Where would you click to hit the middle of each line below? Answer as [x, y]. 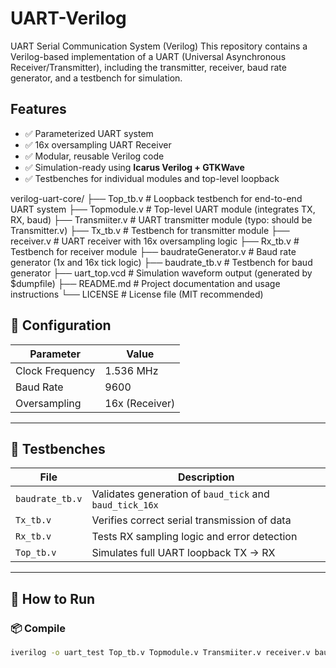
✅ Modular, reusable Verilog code [94, 156]
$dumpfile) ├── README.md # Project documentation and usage [145, 283]
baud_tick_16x [125, 505]
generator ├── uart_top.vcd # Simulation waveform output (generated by [161, 273]
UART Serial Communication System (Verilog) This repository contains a [159, 46]
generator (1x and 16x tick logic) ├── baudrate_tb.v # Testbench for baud [161, 262]
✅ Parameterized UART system [89, 133]
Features [38, 109]
